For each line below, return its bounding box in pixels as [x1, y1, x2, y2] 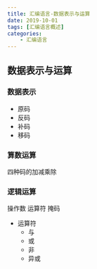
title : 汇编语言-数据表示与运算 [7, 10, 91, 18]
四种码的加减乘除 [7, 168, 57, 176]
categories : [7, 30, 42, 37]
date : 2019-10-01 [7, 17, 58, 24]
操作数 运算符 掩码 [7, 204, 60, 213]
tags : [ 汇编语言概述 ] [7, 23, 65, 30]
